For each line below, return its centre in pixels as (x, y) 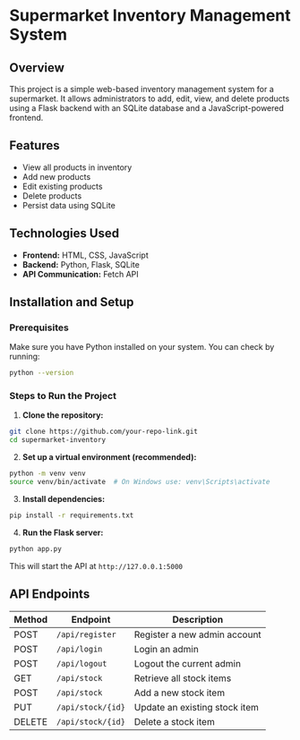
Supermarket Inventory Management (150, 16)
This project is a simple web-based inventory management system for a (142, 89)
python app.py (36, 549)
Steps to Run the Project (63, 396)
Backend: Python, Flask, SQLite (81, 264)
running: (25, 357)
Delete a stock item (174, 721)
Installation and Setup (72, 302)
